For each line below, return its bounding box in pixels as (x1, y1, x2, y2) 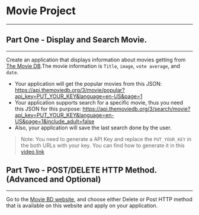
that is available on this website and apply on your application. (6, 202, 158, 209)
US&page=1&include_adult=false (14, 118, 95, 125)
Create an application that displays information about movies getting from (6, 56, 186, 63)
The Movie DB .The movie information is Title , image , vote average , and (6, 62, 181, 69)
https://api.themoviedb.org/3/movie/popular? (14, 86, 126, 93)
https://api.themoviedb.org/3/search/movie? (82, 105, 191, 112)
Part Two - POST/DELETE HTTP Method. (6, 165, 157, 175)
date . (6, 69, 19, 76)
